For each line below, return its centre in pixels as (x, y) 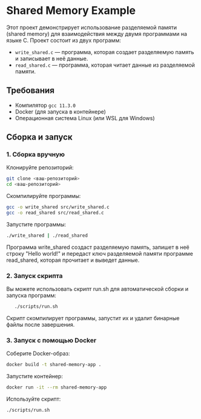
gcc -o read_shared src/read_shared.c (55, 213)
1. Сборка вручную (36, 154)
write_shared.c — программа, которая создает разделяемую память (104, 52)
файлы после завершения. (41, 324)
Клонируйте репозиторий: (40, 168)
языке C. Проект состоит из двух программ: (64, 40)
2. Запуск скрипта (35, 276)
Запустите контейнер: (35, 376)
